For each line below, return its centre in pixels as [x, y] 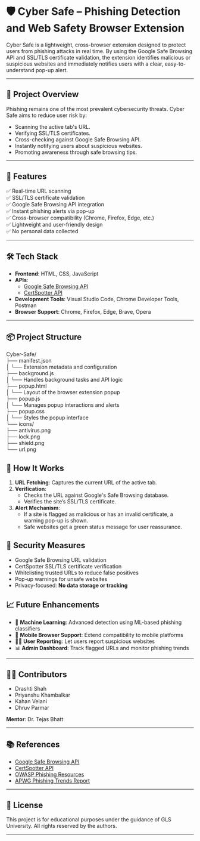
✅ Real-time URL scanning [39, 191]
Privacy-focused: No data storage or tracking [71, 585]
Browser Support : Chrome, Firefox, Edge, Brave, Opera [83, 312]
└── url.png [21, 449]
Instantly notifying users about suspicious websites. [78, 146]
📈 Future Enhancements [53, 605]
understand [20, 70]
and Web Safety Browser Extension [95, 28]
